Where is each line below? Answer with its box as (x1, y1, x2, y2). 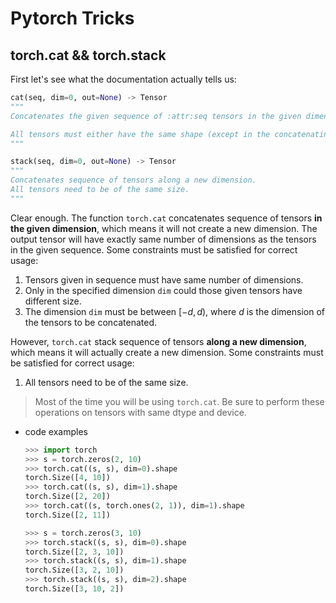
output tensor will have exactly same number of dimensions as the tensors (10, 233, 317, 245)
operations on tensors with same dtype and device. (34, 406, 247, 418)
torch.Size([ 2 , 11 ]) (24, 510, 111, 520)
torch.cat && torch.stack (10, 47, 167, 64)
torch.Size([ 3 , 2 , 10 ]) (24, 565, 125, 576)
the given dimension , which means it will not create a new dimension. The (10, 222, 318, 234)
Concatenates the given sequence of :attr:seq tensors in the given (10, 111, 302, 121)
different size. (24, 295, 82, 307)
